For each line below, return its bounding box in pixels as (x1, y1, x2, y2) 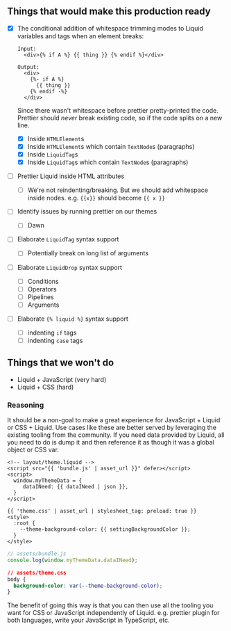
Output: (17, 63, 40, 70)
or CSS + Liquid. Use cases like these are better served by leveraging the (7, 424, 217, 432)
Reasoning (7, 400, 44, 410)
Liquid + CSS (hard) (17, 383, 74, 391)
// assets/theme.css (7, 569, 67, 576)
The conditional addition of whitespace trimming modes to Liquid (17, 24, 203, 32)
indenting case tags (27, 336, 83, 344)
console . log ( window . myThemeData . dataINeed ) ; (7, 557, 138, 564)
